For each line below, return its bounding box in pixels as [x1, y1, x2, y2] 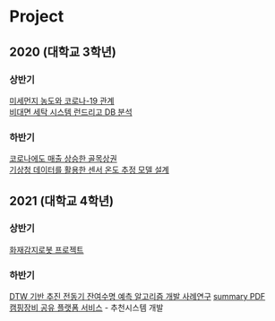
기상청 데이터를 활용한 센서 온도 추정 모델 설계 [9, 164, 170, 176]
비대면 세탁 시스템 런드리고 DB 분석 [9, 106, 133, 117]
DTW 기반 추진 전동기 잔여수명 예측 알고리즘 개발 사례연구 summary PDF [9, 291, 266, 302]
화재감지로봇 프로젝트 [9, 244, 84, 255]
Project [9, 6, 64, 27]
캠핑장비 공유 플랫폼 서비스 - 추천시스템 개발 [9, 302, 164, 313]
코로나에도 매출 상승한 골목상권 [9, 153, 118, 164]
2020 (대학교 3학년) [9, 44, 116, 59]
